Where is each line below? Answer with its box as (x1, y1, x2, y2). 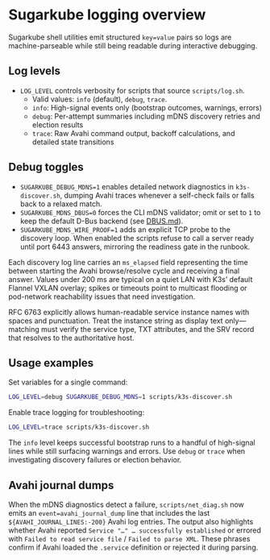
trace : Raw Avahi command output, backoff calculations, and (31, 128, 235, 138)
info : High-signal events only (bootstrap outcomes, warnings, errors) (31, 102, 263, 112)
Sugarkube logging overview (8, 6, 206, 24)
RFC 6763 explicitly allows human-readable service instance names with (8, 307, 250, 317)
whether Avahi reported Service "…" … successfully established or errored (8, 525, 262, 535)
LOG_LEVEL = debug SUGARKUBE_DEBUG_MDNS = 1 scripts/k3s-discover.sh (8, 393, 232, 401)
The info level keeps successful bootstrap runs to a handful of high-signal (8, 438, 255, 448)
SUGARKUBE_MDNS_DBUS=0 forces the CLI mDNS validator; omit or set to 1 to (19, 207, 261, 217)
